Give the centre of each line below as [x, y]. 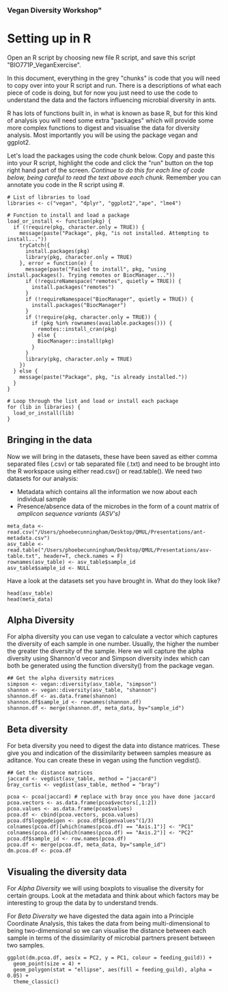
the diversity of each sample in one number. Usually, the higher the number [113, 644]
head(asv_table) [30, 593]
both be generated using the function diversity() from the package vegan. [111, 666]
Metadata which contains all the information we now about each [107, 491]
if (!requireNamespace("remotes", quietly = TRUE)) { [103, 281]
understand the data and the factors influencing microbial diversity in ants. [112, 100]
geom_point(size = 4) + [47, 964]
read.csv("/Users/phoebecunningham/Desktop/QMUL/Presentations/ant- [106, 532]
